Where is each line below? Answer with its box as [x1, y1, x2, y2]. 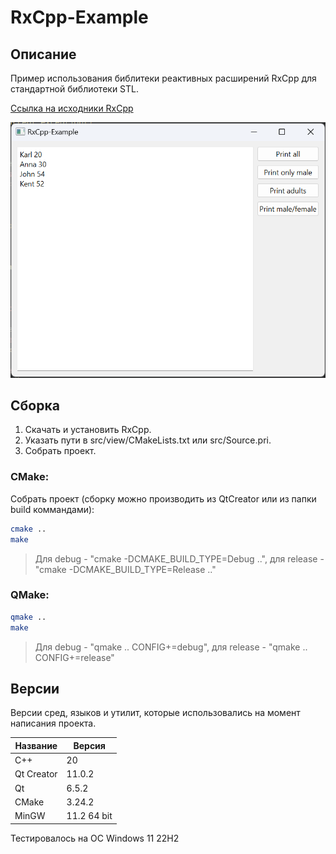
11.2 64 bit [66, 810, 113, 822]
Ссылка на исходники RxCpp [10, 102, 134, 114]
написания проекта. [10, 717, 97, 730]
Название [14, 739, 58, 751]
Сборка [10, 397, 60, 415]
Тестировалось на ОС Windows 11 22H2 [10, 832, 180, 844]
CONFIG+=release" [34, 651, 115, 663]
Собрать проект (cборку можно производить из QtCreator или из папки [10, 492, 317, 505]
